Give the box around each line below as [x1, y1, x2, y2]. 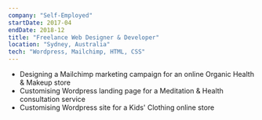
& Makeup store [19, 78, 71, 87]
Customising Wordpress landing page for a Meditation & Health [19, 86, 224, 95]
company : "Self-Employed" [8, 11, 93, 20]
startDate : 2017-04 [8, 19, 72, 27]
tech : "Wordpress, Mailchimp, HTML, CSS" [8, 48, 146, 56]
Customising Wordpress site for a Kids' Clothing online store [19, 103, 215, 112]
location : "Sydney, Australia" [8, 41, 111, 49]
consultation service [19, 95, 86, 104]
